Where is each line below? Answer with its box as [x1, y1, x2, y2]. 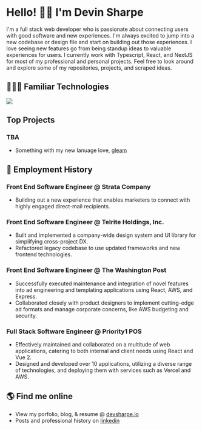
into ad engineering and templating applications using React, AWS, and [15, 286, 193, 293]
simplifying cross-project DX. [15, 238, 89, 245]
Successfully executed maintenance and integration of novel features [15, 280, 189, 287]
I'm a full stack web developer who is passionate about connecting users [6, 25, 189, 33]
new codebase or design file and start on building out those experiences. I [6, 38, 192, 45]
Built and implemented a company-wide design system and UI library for [15, 231, 197, 239]
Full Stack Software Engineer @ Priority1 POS [6, 327, 143, 336]
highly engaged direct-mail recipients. [15, 203, 110, 210]
